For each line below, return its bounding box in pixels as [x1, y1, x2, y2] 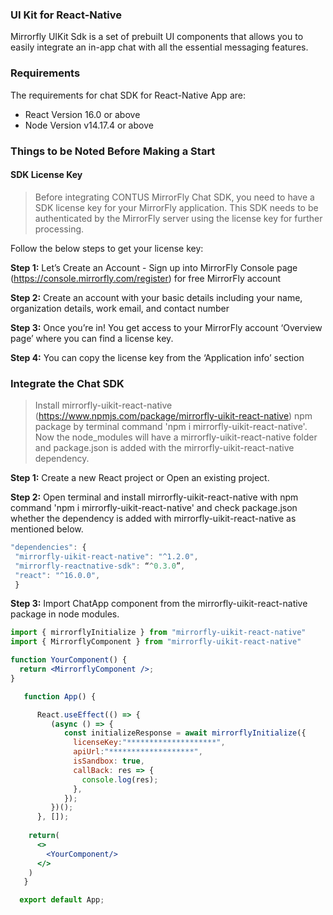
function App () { [23, 691, 97, 702]
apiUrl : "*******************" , [73, 747, 203, 757]
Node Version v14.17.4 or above [24, 119, 154, 131]
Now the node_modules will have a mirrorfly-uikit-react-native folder [34, 431, 318, 443]
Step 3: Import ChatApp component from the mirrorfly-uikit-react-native [10, 598, 308, 610]
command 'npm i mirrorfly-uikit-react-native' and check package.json [10, 502, 298, 514]
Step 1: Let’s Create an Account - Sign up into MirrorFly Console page [10, 261, 298, 273]
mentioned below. [10, 523, 84, 535]
